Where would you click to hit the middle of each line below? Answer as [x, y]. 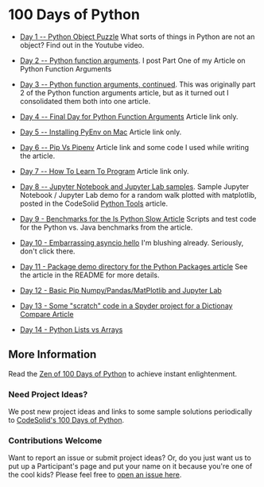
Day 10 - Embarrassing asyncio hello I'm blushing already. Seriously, [132, 242]
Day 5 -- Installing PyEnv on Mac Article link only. [101, 132]
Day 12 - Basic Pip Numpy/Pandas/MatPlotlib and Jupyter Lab [121, 290]
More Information [52, 355]
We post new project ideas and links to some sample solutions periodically [130, 412]
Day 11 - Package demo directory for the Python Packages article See [134, 266]
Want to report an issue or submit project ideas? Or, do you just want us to [130, 458]
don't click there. [47, 251]
